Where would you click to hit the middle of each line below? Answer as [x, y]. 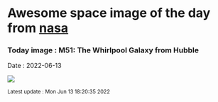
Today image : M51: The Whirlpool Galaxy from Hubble [103, 50]
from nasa [38, 28]
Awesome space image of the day [109, 13]
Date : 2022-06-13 [34, 66]
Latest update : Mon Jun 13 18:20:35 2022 [59, 92]
